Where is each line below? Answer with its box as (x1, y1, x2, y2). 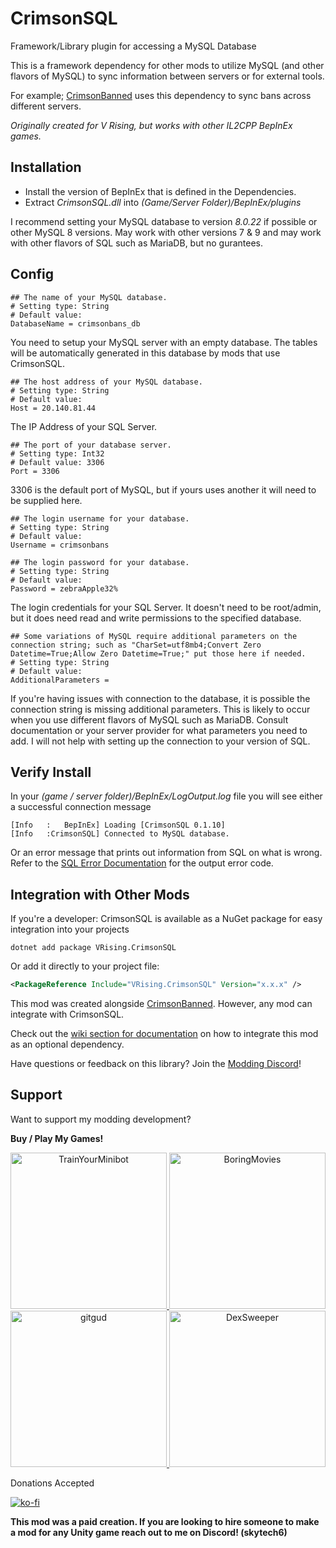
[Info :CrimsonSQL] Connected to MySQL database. (10, 829, 230, 839)
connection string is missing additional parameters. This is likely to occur (10, 703, 311, 715)
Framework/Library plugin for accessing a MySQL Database (10, 40, 257, 52)
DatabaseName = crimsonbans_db (10, 318, 141, 329)
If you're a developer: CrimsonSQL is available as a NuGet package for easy (10, 913, 323, 925)
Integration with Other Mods (10, 886, 190, 903)
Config (10, 266, 54, 283)
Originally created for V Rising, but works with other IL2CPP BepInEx (10, 119, 293, 131)
